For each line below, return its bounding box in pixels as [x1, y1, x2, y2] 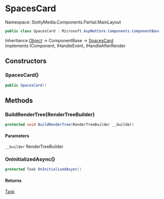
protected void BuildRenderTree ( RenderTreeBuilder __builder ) [5, 122, 134, 127]
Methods [5, 96, 33, 104]
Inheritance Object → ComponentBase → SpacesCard [5, 37, 114, 43]
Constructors [5, 57, 47, 65]
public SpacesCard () [5, 83, 47, 88]
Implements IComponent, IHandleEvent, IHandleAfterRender [5, 43, 126, 49]
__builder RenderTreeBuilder [5, 144, 63, 149]
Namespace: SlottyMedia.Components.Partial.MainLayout [5, 19, 121, 25]
